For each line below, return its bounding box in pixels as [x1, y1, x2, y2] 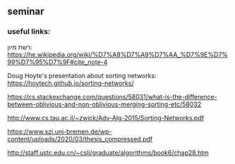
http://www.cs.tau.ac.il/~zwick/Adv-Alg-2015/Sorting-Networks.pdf [7, 113, 205, 122]
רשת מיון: [7, 42, 32, 51]
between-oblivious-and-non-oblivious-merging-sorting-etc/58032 [7, 100, 202, 108]
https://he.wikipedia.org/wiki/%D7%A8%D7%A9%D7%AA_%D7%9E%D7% [7, 50, 228, 58]
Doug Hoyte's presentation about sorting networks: [7, 71, 157, 80]
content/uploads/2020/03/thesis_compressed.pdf [7, 134, 153, 143]
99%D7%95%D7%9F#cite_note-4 [7, 58, 108, 66]
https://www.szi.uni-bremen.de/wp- [7, 127, 112, 136]
